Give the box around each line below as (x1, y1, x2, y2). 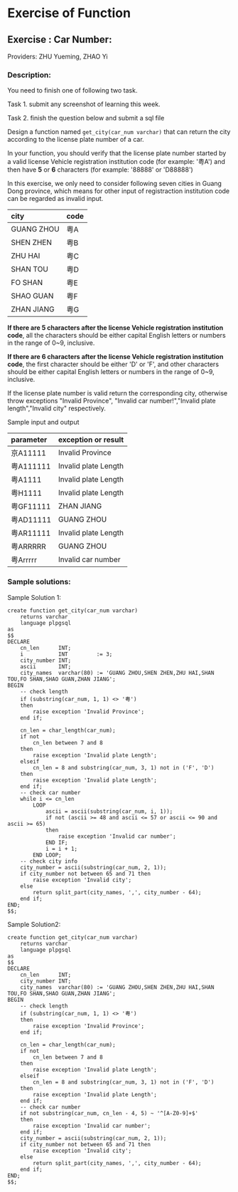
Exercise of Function (7, 5, 131, 21)
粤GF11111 (11, 502, 51, 512)
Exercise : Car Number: (7, 33, 112, 46)
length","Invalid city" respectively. (7, 404, 107, 413)
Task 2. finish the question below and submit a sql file (7, 114, 165, 123)
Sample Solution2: (7, 920, 61, 928)
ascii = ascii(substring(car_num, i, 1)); (45, 807, 173, 815)
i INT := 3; (20, 651, 113, 658)
